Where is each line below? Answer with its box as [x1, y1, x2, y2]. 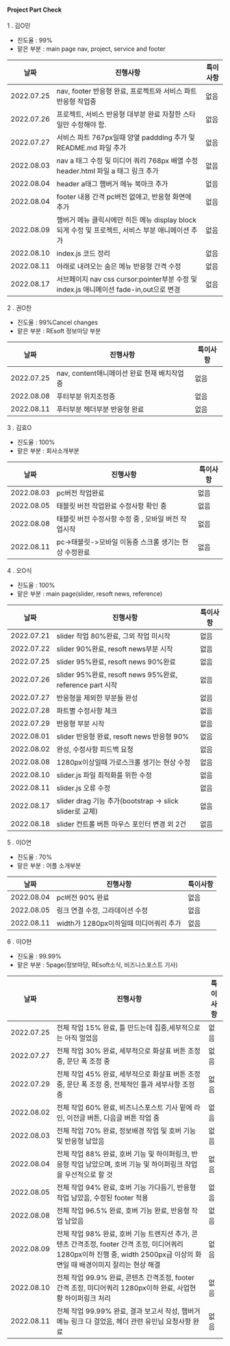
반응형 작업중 [56, 97, 97, 106]
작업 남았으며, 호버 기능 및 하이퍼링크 [71, 1160, 183, 1169]
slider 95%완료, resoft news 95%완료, [56, 670, 178, 680]
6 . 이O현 [7, 938, 32, 946]
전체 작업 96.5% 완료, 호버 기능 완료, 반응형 [56, 1206, 190, 1215]
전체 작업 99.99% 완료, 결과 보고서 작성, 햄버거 [56, 1306, 201, 1316]
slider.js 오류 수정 [56, 783, 111, 793]
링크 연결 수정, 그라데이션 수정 [56, 906, 149, 915]
